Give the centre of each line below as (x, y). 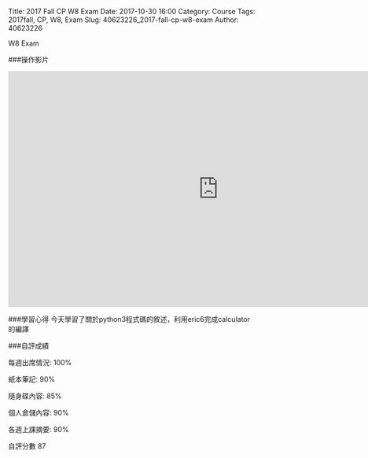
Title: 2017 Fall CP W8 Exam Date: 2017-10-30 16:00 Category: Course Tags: (132, 11)
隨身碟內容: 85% (35, 396)
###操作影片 (29, 59)
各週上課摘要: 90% (39, 429)
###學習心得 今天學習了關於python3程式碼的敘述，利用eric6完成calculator (129, 319)
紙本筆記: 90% (32, 379)
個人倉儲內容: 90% (39, 413)
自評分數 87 (27, 446)
